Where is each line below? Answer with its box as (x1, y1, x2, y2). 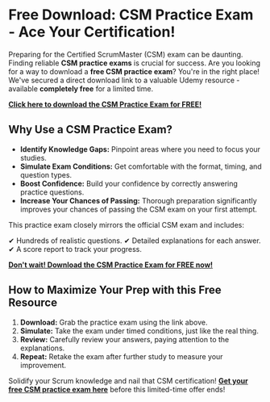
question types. (19, 170, 73, 179)
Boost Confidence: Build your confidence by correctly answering (19, 178, 238, 188)
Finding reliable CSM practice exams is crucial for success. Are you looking (8, 58, 260, 68)
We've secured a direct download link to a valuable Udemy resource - (8, 75, 240, 85)
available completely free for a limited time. (8, 83, 154, 94)
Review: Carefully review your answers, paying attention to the (19, 334, 230, 344)
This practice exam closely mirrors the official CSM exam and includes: (8, 220, 244, 229)
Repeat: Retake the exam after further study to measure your (19, 351, 223, 361)
